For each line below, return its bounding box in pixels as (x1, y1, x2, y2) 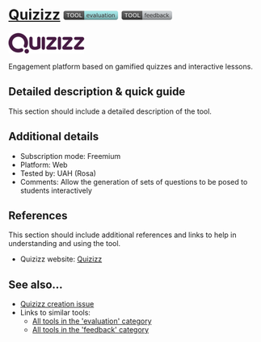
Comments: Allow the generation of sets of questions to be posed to (19, 177, 248, 186)
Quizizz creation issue (19, 299, 95, 309)
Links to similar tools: (19, 308, 91, 318)
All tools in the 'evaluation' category (32, 316, 152, 326)
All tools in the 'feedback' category (32, 325, 149, 335)
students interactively (19, 186, 93, 195)
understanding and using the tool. (8, 239, 121, 248)
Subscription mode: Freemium (19, 151, 121, 161)
